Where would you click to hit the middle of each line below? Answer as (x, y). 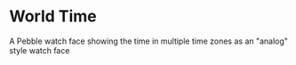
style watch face (40, 50)
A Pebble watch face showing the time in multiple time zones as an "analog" (149, 41)
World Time (53, 16)
